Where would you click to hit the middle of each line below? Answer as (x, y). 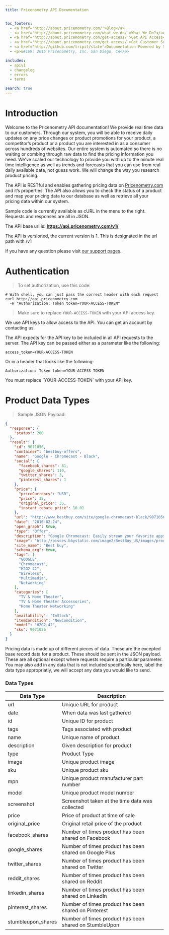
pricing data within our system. (37, 201)
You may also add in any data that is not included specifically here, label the (84, 664)
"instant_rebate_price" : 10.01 (51, 508)
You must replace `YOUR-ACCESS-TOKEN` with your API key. (69, 380)
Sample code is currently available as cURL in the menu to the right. (75, 211)
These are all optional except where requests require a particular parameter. (84, 659)
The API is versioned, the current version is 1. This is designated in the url (81, 236)
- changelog (22, 70)
